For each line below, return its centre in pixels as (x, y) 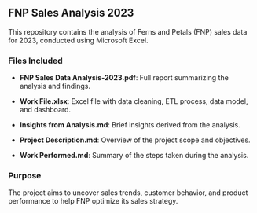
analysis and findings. (55, 86)
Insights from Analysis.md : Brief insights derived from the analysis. (130, 125)
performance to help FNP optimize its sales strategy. (93, 201)
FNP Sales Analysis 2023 (71, 13)
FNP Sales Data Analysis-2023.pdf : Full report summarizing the (124, 78)
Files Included (35, 61)
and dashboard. (45, 110)
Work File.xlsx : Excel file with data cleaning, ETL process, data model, (134, 101)
